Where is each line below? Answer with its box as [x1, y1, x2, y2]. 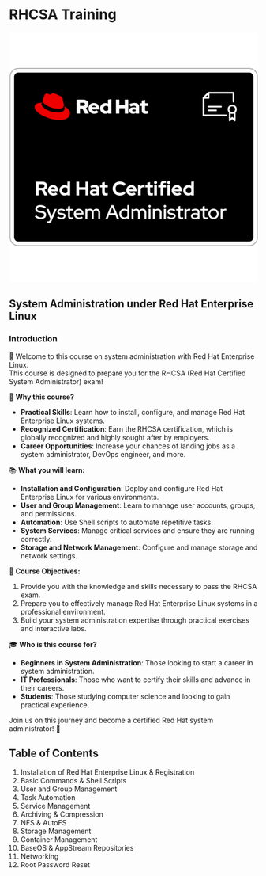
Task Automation [20, 793, 76, 802]
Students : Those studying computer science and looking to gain [20, 691, 230, 701]
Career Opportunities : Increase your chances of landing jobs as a [20, 441, 236, 451]
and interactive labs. [20, 623, 87, 633]
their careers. [20, 683, 65, 692]
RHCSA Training [9, 6, 117, 24]
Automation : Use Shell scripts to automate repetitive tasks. [20, 517, 214, 527]
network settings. [20, 550, 78, 560]
